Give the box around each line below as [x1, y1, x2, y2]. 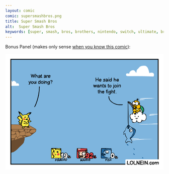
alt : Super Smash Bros [5, 24, 55, 29]
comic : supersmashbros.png [5, 13, 62, 19]
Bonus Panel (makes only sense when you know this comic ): [5, 44, 131, 50]
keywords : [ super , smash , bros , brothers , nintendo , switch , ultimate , [5, 29, 158, 35]
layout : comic [5, 8, 35, 13]
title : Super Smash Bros [5, 19, 57, 24]
